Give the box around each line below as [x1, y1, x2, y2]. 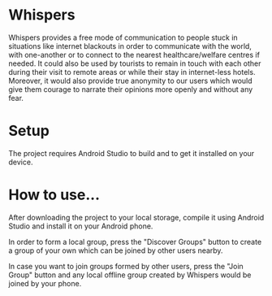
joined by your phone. [8, 278, 82, 288]
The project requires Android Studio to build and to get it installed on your [8, 148, 255, 158]
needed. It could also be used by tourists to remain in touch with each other [8, 59, 261, 68]
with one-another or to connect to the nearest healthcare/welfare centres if [8, 50, 260, 59]
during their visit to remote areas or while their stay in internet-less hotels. [8, 67, 256, 76]
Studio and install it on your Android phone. [8, 221, 153, 231]
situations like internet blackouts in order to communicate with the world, [8, 41, 252, 50]
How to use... [8, 185, 100, 204]
